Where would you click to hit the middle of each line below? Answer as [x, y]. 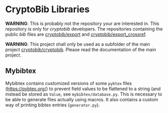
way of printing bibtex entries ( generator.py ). [53, 105]
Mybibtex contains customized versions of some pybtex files [69, 83]
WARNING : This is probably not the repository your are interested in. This [82, 23]
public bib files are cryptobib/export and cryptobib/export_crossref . [76, 34]
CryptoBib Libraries [48, 9]
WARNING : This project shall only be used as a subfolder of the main [78, 44]
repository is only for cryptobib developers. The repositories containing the [84, 29]
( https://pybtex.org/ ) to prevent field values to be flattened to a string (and [83, 89]
